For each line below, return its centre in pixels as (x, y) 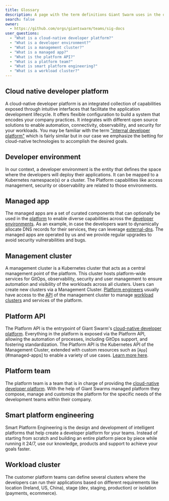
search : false (20, 19)
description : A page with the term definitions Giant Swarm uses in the (83, 15)
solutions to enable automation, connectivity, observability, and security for (83, 125)
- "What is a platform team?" (41, 62)
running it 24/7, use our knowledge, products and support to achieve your (81, 443)
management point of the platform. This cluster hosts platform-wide (75, 274)
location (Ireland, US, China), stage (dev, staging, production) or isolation (81, 487)
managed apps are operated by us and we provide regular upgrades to (78, 235)
